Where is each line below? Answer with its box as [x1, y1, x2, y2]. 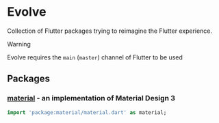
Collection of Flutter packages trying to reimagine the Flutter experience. [7, 27, 213, 35]
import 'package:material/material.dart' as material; [7, 109, 167, 116]
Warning [7, 40, 31, 48]
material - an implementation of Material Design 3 [7, 94, 176, 103]
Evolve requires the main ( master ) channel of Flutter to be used [7, 53, 183, 61]
